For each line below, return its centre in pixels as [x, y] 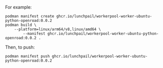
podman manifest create [30, 16]
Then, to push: [20, 47]
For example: [19, 7]
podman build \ [21, 25]
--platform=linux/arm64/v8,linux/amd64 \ [57, 29]
